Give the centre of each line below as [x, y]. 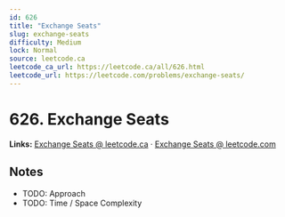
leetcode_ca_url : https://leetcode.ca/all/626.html [107, 68]
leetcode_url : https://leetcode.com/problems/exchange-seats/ [127, 76]
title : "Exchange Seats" [55, 26]
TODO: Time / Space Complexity [82, 203]
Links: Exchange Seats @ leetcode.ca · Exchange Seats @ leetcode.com [142, 144]
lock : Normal [33, 51]
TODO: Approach [54, 193]
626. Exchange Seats [89, 119]
